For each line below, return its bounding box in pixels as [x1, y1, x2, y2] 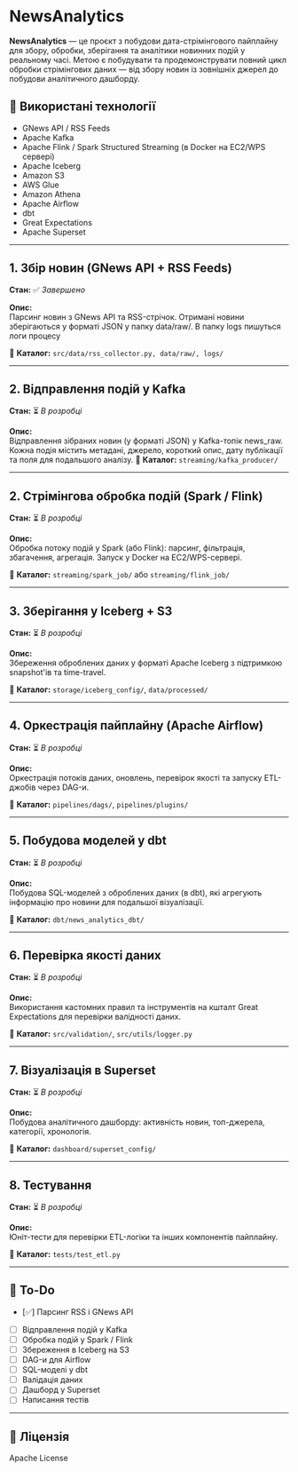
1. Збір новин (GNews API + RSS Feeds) [9, 260, 232, 276]
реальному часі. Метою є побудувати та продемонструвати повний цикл [9, 54, 286, 65]
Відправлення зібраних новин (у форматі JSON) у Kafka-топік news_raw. [9, 435, 284, 446]
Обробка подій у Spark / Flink [21, 1334, 133, 1345]
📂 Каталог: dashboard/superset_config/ [9, 1143, 157, 1154]
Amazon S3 [21, 170, 65, 180]
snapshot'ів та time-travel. [9, 667, 106, 677]
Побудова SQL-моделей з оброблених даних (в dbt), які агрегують [9, 887, 263, 898]
